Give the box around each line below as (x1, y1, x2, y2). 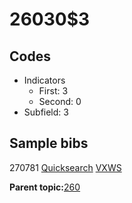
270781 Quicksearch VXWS (9, 161, 122, 173)
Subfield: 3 (23, 106, 69, 118)
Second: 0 (38, 96, 82, 107)
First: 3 (38, 85, 69, 97)
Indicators (23, 74, 66, 86)
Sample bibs (9, 135, 89, 152)
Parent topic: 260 (9, 181, 81, 193)
